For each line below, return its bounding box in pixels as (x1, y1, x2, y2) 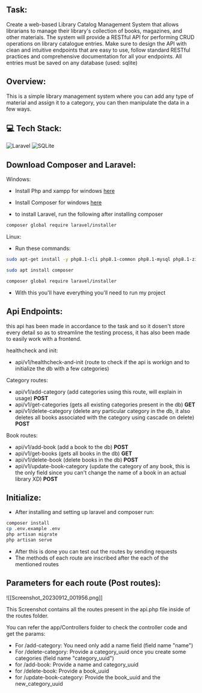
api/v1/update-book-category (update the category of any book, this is (14, 462, 191, 469)
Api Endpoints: (6, 307, 63, 317)
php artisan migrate (6, 531, 58, 537)
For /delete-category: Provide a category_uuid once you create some (14, 648, 186, 655)
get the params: (6, 630, 46, 637)
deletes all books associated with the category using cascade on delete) (14, 414, 195, 421)
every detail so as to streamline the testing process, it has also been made (6, 329, 191, 336)
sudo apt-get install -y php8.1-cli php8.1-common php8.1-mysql (6, 257, 171, 263)
